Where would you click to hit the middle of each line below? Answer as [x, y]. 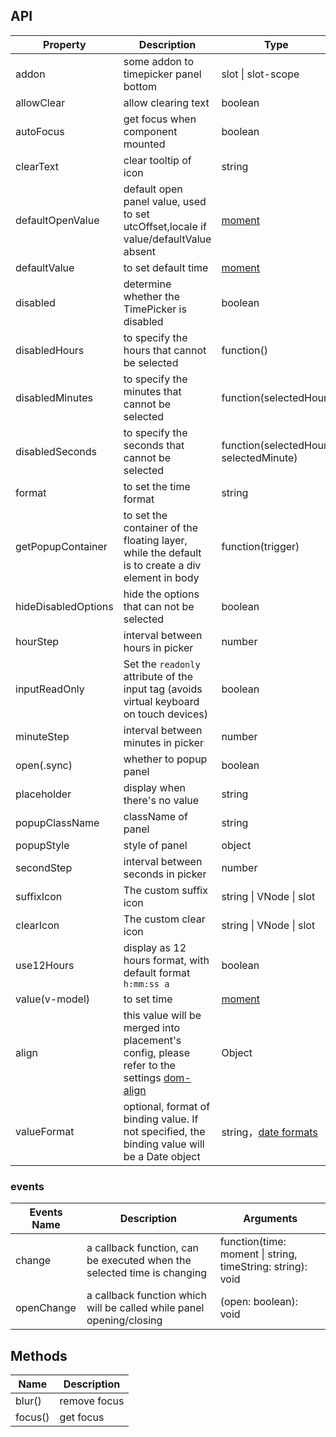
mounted [144, 144]
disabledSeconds [56, 451]
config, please [157, 1052]
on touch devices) [165, 714]
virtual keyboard [161, 701]
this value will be [162, 1015]
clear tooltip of [157, 160]
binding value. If [161, 1119]
